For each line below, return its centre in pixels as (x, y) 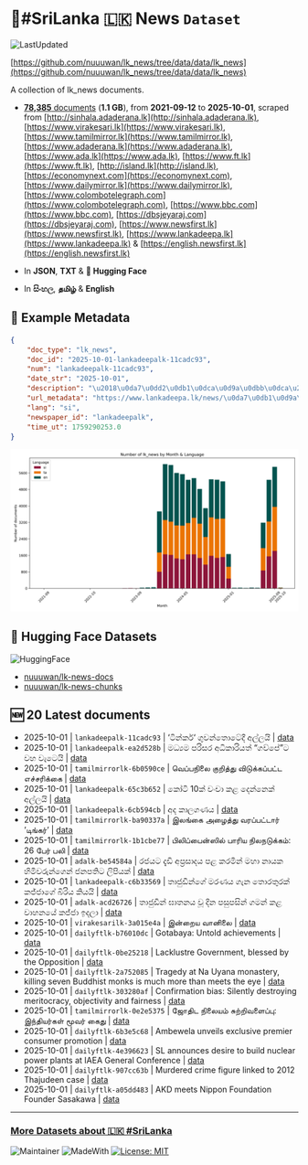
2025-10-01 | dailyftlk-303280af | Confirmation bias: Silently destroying (160, 990)
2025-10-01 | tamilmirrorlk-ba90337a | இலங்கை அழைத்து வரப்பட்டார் (151, 819)
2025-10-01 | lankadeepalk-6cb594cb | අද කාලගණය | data (131, 809)
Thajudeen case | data (66, 1079)
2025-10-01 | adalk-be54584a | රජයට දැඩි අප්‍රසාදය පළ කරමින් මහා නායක (154, 860)
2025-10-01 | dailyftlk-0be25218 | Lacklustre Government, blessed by (156, 952)
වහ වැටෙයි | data (55, 757)
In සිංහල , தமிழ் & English (69, 288)
